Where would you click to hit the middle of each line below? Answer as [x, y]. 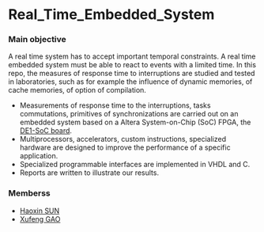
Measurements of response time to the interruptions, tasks [115, 105]
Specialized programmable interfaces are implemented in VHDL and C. [135, 165]
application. [39, 156]
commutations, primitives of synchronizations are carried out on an [129, 114]
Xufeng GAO [40, 219]
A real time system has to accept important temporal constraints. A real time [132, 56]
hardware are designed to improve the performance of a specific [125, 147]
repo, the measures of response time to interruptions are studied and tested [132, 74]
